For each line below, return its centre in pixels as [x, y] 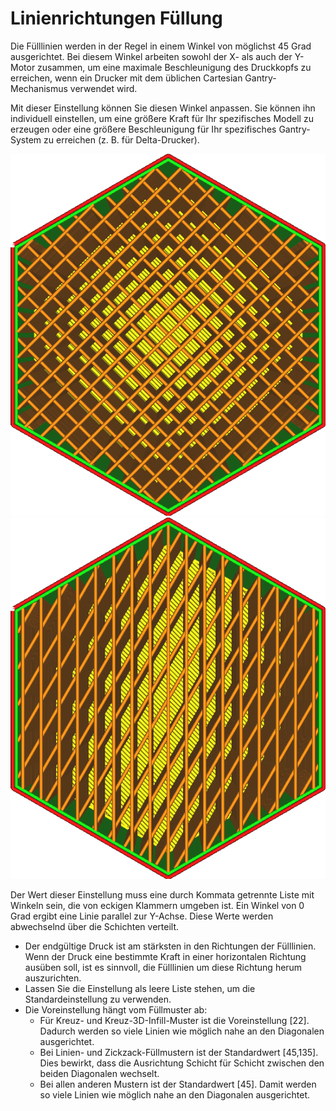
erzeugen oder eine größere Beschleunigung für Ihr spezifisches [143, 129]
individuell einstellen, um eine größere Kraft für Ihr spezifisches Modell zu [162, 118]
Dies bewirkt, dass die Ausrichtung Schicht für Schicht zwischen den [182, 1063]
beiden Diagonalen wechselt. [99, 1074]
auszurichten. [53, 978]
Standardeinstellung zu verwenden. [98, 999]
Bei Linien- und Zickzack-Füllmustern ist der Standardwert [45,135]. [179, 1053]
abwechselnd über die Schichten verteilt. [95, 927]
